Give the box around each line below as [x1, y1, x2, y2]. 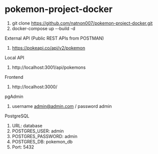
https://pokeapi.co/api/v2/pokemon [11, 45, 85, 51]
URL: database [11, 122, 43, 128]
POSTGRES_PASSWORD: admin [11, 133, 78, 139]
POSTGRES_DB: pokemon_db [11, 138, 73, 144]
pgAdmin [4, 93, 23, 99]
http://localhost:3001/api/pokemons [11, 64, 86, 70]
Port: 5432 [11, 144, 34, 150]
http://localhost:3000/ [11, 84, 57, 90]
